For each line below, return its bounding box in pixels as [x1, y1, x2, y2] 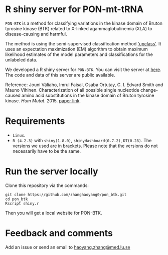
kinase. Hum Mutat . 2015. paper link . [5, 97, 81, 104]
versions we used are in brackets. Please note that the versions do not [12, 143, 158, 149]
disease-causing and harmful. [5, 31, 67, 37]
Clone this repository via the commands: [5, 182, 89, 188]
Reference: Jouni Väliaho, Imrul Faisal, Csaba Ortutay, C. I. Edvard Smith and [5, 82, 163, 88]
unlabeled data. [5, 56, 38, 62]
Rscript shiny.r [5, 201, 39, 206]
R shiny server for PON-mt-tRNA [5, 4, 144, 15]
